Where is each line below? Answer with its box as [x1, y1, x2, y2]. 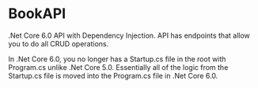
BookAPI [8, 5, 66, 23]
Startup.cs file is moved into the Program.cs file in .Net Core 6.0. [8, 71, 218, 80]
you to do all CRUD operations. [8, 38, 109, 48]
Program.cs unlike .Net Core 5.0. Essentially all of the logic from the [8, 62, 229, 71]
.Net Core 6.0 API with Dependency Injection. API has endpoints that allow [8, 31, 251, 40]
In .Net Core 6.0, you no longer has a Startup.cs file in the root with [8, 54, 226, 64]
